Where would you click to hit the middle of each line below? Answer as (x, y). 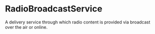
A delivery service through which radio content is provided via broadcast (78, 22)
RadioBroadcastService (54, 9)
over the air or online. (26, 27)
